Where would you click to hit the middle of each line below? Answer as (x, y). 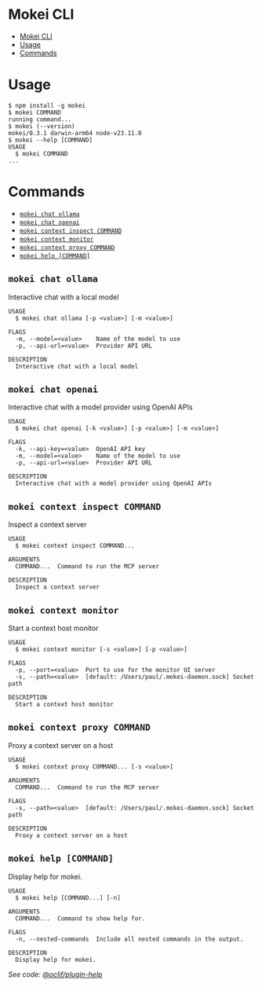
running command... (40, 119)
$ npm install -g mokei (47, 105)
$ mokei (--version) (42, 126)
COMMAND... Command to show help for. (80, 918)
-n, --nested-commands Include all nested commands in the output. (129, 939)
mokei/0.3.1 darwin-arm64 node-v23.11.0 (75, 133)
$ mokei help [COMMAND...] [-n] (68, 897)
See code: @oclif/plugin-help (55, 974)
